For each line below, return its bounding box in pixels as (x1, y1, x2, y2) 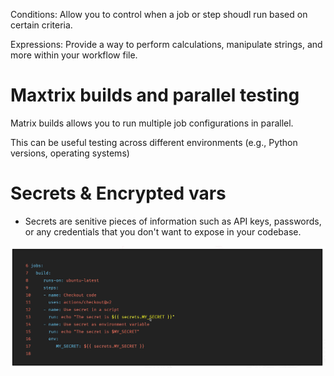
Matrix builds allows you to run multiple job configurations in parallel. (10, 117, 294, 129)
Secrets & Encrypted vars (10, 182, 227, 205)
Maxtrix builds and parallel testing (10, 84, 300, 107)
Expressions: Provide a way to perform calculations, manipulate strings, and (10, 39, 323, 50)
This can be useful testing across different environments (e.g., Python (10, 136, 298, 148)
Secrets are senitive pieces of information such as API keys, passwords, (24, 215, 322, 227)
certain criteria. (10, 19, 73, 31)
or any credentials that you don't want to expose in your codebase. (24, 225, 302, 238)
